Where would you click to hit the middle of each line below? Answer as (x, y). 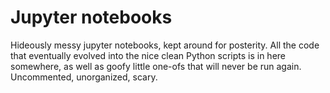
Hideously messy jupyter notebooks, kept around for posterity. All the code (165, 45)
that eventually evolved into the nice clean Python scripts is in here (148, 55)
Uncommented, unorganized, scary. (84, 77)
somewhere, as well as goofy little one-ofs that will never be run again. (156, 66)
